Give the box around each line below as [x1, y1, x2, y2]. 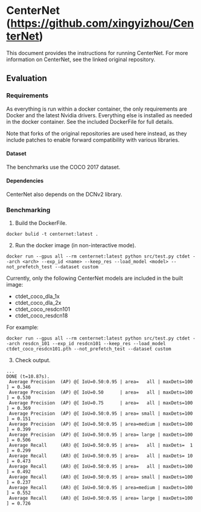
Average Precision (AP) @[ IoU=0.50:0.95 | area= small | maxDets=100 [8, 410, 193, 417]
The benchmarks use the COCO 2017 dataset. [6, 163, 121, 170]
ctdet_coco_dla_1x [14, 293, 60, 300]
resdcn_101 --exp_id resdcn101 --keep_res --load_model [22, 341, 166, 347]
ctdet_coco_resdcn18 [14, 312, 68, 319]
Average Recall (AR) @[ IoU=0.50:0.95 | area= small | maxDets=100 [8, 474, 193, 481]
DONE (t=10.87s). [6, 374, 50, 380]
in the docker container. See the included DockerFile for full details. [6, 118, 174, 125]
